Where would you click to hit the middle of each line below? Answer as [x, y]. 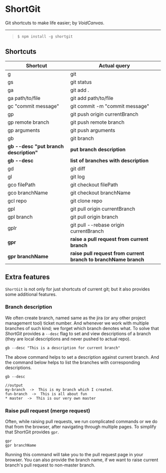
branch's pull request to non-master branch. [50, 465]
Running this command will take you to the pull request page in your [74, 455]
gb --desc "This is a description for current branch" [63, 348]
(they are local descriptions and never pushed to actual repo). [68, 339]
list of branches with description [109, 160]
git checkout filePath [94, 185]
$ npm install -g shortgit [45, 36]
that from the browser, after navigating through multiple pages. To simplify [81, 427]
